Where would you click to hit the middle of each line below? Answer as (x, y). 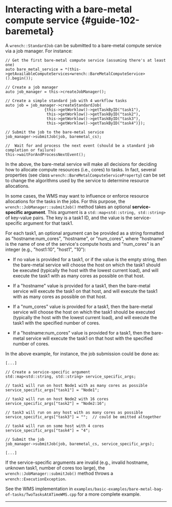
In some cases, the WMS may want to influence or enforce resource (77, 196)
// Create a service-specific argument (48, 372)
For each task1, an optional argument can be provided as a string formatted (84, 233)
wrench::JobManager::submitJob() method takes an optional (68, 207)
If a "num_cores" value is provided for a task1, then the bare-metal (83, 306)
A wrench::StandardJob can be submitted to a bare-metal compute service (83, 45)
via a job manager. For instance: (39, 51)
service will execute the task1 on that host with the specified (89, 338)
